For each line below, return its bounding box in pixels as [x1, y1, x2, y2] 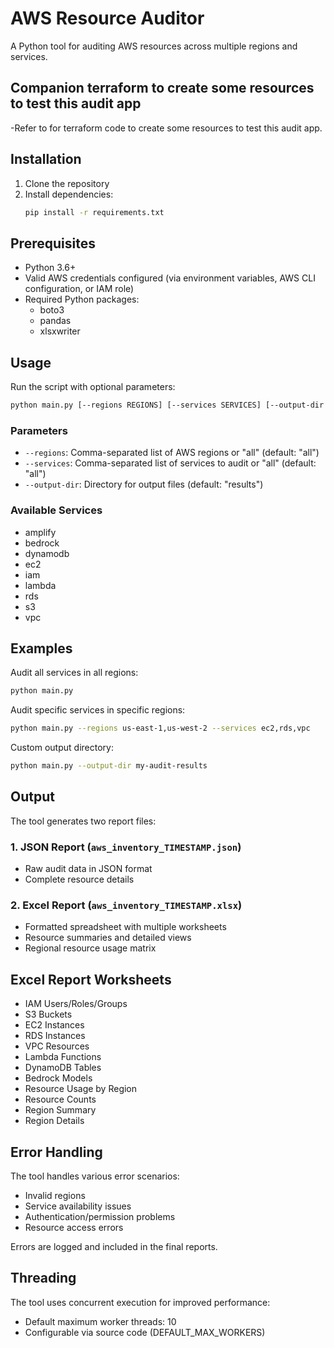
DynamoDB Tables [24, 1062, 102, 1074]
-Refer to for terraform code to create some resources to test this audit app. [10, 122, 323, 134]
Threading [10, 1270, 77, 1287]
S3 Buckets [24, 1008, 73, 1021]
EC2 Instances [24, 1019, 85, 1031]
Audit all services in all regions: [10, 667, 139, 679]
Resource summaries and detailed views [24, 932, 192, 944]
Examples [10, 640, 73, 657]
